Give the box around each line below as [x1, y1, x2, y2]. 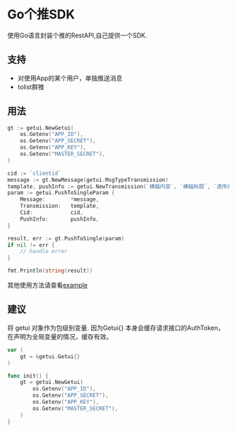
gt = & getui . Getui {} [20, 353, 80, 360]
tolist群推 [17, 82, 44, 91]
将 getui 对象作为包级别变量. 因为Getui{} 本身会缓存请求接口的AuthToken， [7, 323, 224, 332]
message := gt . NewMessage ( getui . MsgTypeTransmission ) [7, 176, 169, 183]
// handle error [20, 248, 68, 255]
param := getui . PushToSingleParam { [7, 190, 115, 197]
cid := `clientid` [7, 170, 61, 177]
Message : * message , [20, 196, 99, 203]
